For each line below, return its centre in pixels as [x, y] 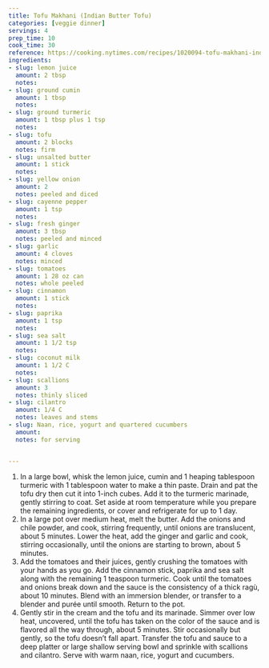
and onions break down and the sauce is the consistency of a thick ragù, [140, 587]
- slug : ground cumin [44, 90]
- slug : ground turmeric [50, 113]
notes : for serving [48, 440]
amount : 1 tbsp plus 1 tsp [60, 120]
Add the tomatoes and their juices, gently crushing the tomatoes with [134, 562]
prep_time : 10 [32, 38]
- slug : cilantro [37, 402]
